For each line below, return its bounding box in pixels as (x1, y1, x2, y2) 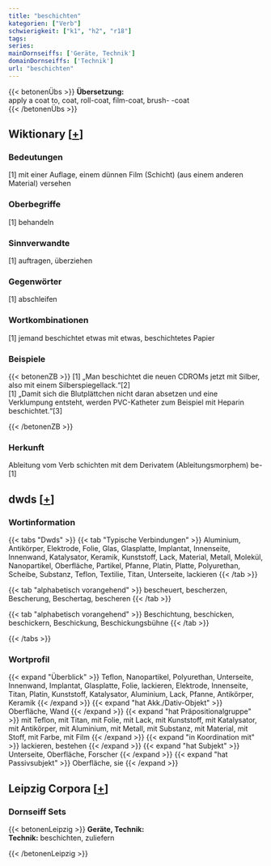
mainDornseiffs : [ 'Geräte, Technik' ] (8, 49, 136, 57)
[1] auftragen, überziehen (8, 256, 93, 265)
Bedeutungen (8, 151, 63, 163)
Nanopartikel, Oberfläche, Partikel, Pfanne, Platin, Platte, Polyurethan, (8, 560, 241, 571)
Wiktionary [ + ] (8, 127, 83, 142)
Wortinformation (8, 516, 75, 528)
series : (8, 42, 35, 50)
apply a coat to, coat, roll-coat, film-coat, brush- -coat (8, 95, 190, 105)
